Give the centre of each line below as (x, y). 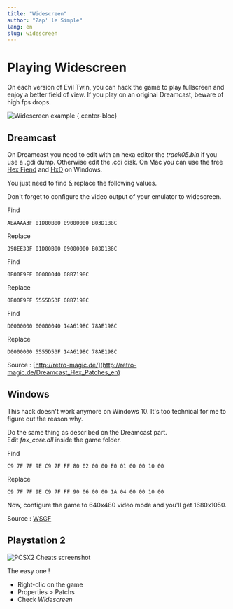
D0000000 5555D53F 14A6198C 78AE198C (62, 352)
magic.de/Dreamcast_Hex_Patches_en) (64, 372)
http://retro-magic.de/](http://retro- (86, 365)
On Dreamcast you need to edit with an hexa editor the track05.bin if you (112, 154)
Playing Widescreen (67, 68)
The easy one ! (29, 570)
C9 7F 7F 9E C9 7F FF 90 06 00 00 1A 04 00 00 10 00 (86, 492)
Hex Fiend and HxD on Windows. (55, 169)
